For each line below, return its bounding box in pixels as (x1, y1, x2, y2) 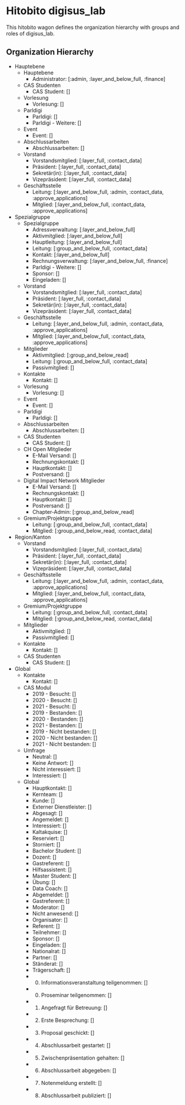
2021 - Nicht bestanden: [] (32, 740, 97, 748)
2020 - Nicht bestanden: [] (32, 734, 98, 741)
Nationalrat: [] (32, 947, 66, 954)
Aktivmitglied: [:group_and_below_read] (32, 351, 129, 358)
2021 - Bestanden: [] (32, 722, 82, 729)
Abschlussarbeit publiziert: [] (41, 1091, 112, 1099)
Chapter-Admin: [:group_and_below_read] (32, 508, 134, 515)
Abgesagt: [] (32, 809, 63, 816)
